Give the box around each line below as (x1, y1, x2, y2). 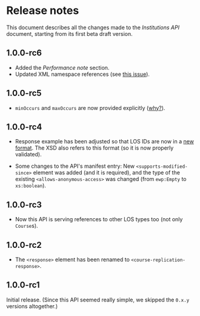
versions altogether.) (6, 302, 58, 310)
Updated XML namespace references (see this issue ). (15, 70, 150, 78)
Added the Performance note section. (15, 64, 110, 71)
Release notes (6, 4, 79, 18)
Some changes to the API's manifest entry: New (15, 162, 135, 170)
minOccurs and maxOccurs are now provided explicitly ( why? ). (15, 104, 165, 111)
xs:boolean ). (15, 182, 47, 189)
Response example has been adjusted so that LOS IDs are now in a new (15, 138, 194, 145)
